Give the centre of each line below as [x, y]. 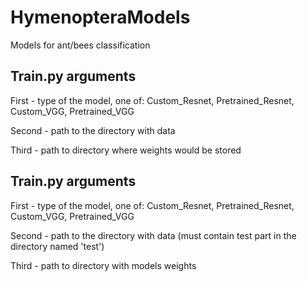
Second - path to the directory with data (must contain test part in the [153, 235]
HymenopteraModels [100, 17]
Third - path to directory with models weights [103, 265]
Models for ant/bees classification [80, 45]
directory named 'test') [57, 246]
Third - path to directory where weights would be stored [126, 150]
